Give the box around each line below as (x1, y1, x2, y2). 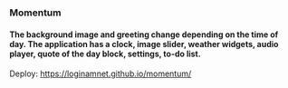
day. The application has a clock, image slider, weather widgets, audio (9, 38, 279, 49)
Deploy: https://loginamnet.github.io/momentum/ (9, 68, 192, 79)
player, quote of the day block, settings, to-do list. (9, 48, 201, 59)
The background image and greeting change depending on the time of (9, 29, 279, 40)
